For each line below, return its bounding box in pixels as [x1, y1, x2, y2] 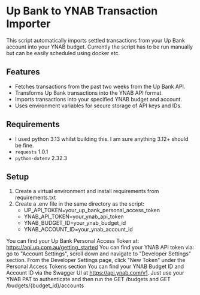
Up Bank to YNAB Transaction [6, 4, 158, 18]
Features [6, 67, 40, 77]
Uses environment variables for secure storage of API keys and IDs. [14, 102, 182, 109]
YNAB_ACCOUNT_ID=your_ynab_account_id [23, 226, 133, 233]
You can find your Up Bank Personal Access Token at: [6, 237, 140, 245]
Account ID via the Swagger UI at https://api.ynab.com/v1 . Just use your [6, 269, 184, 276]
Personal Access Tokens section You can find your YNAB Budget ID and [6, 263, 184, 270]
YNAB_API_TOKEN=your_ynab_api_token [23, 213, 124, 220]
